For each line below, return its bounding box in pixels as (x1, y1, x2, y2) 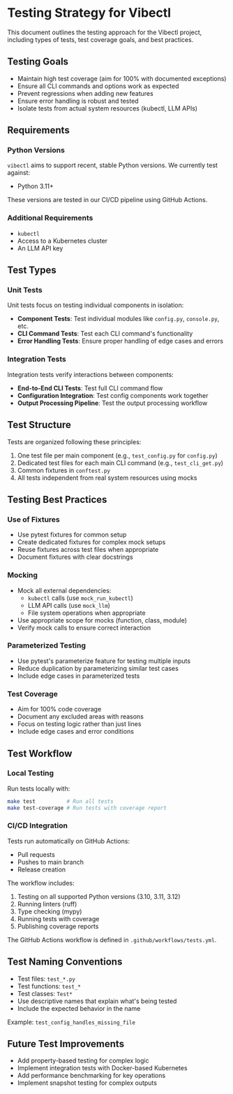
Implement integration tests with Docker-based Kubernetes (17, 1064, 188, 1072)
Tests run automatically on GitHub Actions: (7, 837, 130, 845)
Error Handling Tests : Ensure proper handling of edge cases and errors (17, 337, 224, 346)
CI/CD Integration (7, 820, 68, 830)
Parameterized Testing (7, 641, 86, 651)
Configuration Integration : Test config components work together (17, 391, 209, 399)
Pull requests (17, 850, 56, 858)
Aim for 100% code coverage (17, 705, 102, 713)
